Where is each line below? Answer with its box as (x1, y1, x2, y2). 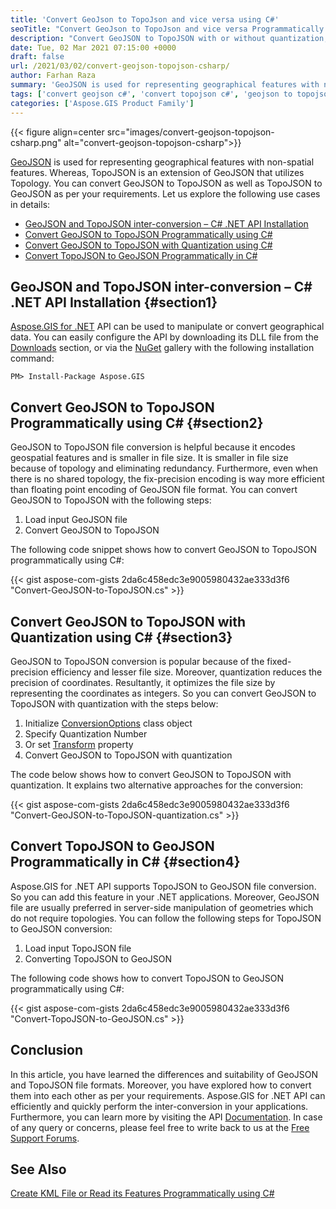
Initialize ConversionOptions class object (24, 717, 193, 729)
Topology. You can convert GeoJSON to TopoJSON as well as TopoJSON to (10, 177, 323, 189)
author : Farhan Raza (10, 71, 97, 81)
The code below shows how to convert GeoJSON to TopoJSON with (10, 768, 292, 780)
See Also (10, 1161, 67, 1178)
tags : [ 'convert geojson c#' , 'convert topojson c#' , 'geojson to (10, 89, 293, 99)
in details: (10, 198, 51, 210)
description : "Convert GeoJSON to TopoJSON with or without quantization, (10, 33, 329, 43)
